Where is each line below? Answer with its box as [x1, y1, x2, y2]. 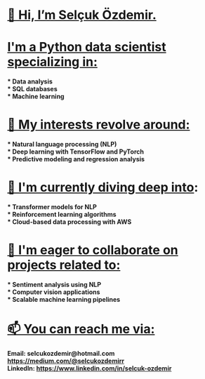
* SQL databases [7, 85, 58, 93]
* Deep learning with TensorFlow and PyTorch [7, 147, 144, 156]
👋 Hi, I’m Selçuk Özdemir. [7, 7, 157, 23]
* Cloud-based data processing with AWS [7, 218, 132, 226]
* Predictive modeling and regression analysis [7, 155, 145, 164]
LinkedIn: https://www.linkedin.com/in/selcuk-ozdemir [7, 364, 172, 372]
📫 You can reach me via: [7, 321, 155, 337]
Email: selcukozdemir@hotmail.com [7, 349, 115, 357]
